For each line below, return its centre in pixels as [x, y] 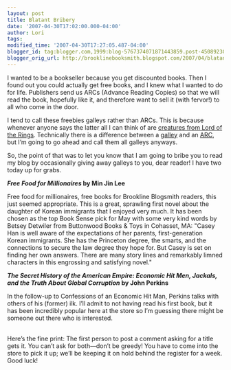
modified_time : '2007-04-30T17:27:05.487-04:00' [78, 45]
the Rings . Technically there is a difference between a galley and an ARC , [111, 135]
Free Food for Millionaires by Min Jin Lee [66, 183]
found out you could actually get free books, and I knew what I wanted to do [115, 85]
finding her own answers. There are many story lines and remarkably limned [115, 255]
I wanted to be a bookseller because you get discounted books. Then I [107, 78]
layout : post [26, 13]
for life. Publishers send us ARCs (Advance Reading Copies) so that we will [113, 92]
